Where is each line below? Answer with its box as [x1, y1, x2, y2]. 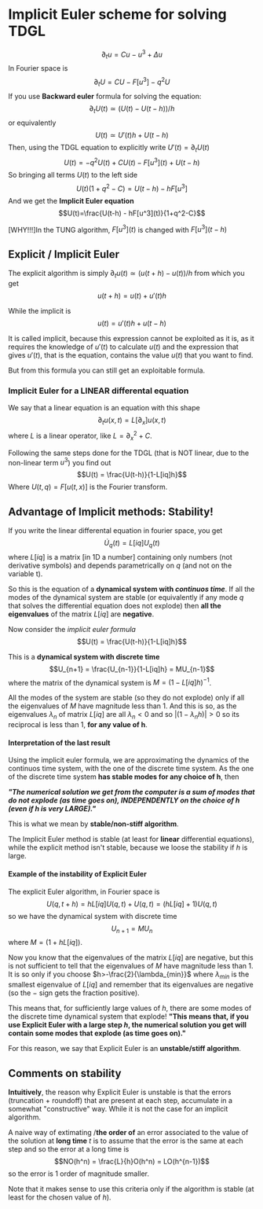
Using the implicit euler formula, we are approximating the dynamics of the [8, 755, 250, 765]
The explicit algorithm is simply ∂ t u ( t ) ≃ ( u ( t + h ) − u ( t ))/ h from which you [8, 269, 245, 280]
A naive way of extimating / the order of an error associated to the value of [8, 1128, 249, 1137]
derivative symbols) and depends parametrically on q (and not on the [8, 560, 232, 570]
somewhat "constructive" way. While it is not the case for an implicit [8, 1104, 228, 1114]
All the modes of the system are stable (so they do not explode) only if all [8, 693, 245, 703]
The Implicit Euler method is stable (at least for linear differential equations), [8, 835, 255, 844]
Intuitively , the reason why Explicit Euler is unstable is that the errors [8, 1087, 232, 1097]
